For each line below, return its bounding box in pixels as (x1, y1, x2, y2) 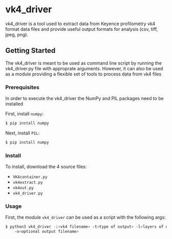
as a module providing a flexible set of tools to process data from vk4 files (5, 71, 162, 77)
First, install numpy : (5, 111, 44, 117)
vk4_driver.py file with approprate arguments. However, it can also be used (5, 65, 163, 71)
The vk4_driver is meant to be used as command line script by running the (5, 60, 162, 66)
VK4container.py (12, 174, 48, 180)
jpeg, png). (5, 31, 29, 37)
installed (5, 101, 24, 107)
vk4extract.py (12, 180, 43, 185)
